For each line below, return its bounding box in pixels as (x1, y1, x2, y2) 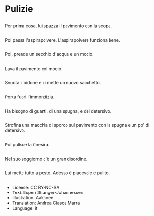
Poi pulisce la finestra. (5, 142, 50, 147)
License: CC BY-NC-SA (12, 184, 60, 190)
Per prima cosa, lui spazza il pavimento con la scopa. (5, 23, 112, 29)
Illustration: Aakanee (12, 194, 54, 200)
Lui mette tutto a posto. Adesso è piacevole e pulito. (5, 170, 110, 176)
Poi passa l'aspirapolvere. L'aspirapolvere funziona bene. (5, 37, 121, 43)
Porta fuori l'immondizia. (5, 94, 55, 100)
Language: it (12, 205, 38, 211)
